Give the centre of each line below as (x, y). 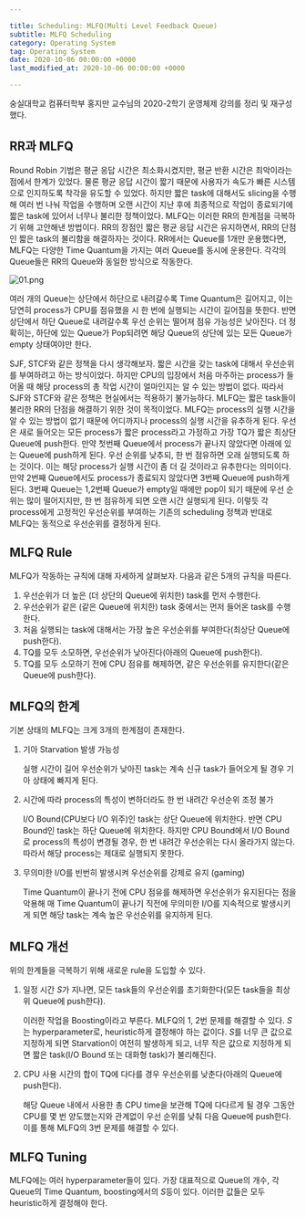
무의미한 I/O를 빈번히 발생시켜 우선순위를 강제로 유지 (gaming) (134, 873)
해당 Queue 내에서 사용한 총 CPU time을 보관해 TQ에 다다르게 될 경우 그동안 (159, 1105)
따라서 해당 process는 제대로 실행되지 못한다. (103, 854)
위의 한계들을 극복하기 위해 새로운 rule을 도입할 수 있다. (107, 970)
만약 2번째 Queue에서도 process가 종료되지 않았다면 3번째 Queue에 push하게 (149, 477)
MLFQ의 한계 (45, 707)
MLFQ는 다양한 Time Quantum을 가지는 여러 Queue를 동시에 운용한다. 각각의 (148, 250)
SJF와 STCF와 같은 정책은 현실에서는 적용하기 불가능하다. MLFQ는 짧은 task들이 (152, 397)
